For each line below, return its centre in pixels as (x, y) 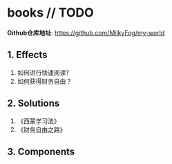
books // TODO (51, 13)
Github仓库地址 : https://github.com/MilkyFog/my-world (86, 33)
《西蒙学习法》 (38, 121)
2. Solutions (34, 103)
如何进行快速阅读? (43, 72)
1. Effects (27, 55)
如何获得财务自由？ (45, 81)
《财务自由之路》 (41, 129)
